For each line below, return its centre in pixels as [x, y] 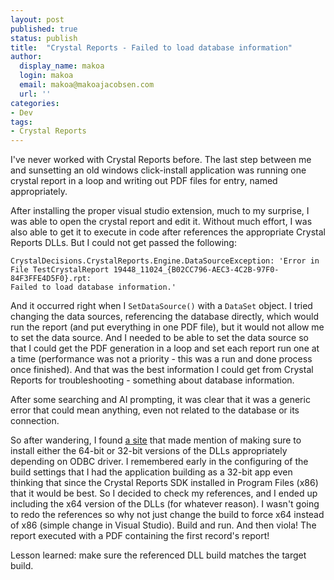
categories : [35, 103]
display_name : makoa [62, 66]
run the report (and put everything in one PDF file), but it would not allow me [167, 327]
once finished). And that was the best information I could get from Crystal [162, 370]
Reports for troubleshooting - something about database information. [152, 380]
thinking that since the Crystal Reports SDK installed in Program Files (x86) [164, 483]
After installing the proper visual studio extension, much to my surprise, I [160, 211]
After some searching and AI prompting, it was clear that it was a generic [160, 400]
